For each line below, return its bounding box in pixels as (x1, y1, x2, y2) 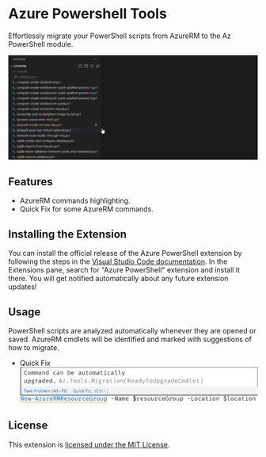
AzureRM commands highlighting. (19, 196, 131, 206)
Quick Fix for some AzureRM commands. (19, 204, 154, 214)
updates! (8, 282, 37, 291)
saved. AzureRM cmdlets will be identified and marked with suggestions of (8, 334, 252, 345)
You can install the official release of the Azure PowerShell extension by (8, 249, 243, 258)
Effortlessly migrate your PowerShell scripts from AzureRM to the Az (8, 31, 231, 40)
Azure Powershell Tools (8, 5, 168, 23)
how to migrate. (8, 343, 59, 352)
